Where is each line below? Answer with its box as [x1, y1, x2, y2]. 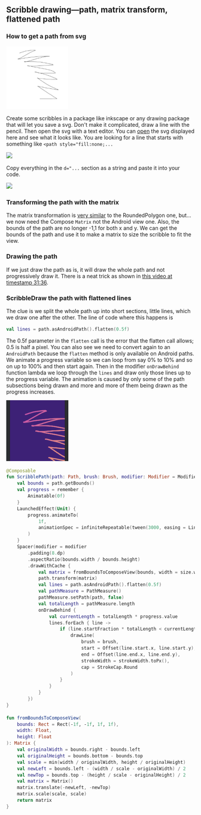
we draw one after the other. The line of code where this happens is [6, 314, 173, 321]
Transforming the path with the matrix [6, 198, 120, 206]
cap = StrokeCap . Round [81, 664, 138, 670]
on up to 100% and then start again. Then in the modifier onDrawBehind [6, 362, 179, 370]
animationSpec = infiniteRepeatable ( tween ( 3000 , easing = [38, 525, 186, 531]
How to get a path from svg [6, 32, 87, 41]
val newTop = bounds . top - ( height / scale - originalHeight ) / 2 [17, 772, 186, 778]
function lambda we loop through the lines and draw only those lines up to [6, 369, 191, 376]
